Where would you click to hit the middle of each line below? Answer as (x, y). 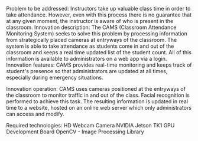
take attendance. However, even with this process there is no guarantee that (99, 15)
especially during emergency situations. (55, 77)
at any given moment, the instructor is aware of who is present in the (90, 21)
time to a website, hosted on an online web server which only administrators (99, 108)
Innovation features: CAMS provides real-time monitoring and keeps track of (99, 65)
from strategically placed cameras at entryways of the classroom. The (92, 40)
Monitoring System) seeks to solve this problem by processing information (97, 34)
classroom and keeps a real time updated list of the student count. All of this (99, 52)
